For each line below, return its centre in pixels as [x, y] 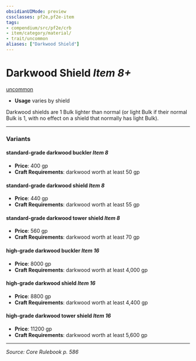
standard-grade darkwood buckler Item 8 [57, 153]
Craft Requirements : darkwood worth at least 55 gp [77, 205]
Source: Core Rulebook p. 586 [42, 352]
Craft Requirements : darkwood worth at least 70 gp [77, 237]
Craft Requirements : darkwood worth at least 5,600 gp [81, 335]
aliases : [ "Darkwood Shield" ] [43, 44]
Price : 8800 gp [33, 296]
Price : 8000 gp [33, 263]
